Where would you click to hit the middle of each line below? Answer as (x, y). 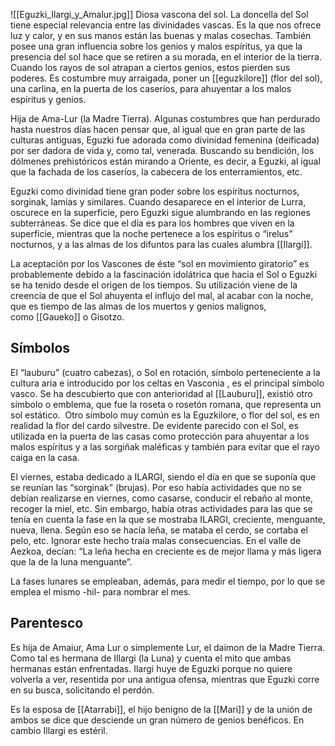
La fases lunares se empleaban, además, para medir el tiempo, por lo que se (168, 581)
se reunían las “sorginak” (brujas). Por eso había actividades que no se (156, 487)
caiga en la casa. (45, 457)
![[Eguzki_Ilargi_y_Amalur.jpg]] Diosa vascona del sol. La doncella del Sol (159, 14)
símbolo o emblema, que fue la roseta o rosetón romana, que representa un (166, 404)
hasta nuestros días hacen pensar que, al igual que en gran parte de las (158, 129)
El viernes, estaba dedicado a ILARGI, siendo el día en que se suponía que (163, 476)
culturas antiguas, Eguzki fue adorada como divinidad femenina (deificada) (165, 140)
